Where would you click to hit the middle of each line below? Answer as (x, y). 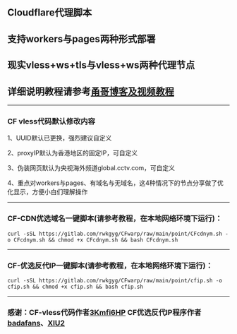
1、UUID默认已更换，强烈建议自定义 (60, 138)
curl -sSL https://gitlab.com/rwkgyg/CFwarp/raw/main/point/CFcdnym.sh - (118, 234)
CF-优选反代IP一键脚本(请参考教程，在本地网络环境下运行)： (110, 266)
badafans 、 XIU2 (36, 323)
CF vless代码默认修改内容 (51, 121)
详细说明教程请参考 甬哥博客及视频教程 (91, 91)
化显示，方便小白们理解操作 (48, 192)
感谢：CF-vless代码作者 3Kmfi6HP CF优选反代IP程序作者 (104, 312)
